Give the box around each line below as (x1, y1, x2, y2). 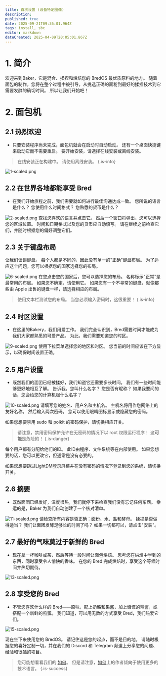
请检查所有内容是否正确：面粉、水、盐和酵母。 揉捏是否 (39, 516, 153, 522)
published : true (5, 16, 39, 21)
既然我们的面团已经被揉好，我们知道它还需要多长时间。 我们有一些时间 (12, 380, 157, 386)
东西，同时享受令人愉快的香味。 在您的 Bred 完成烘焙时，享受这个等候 (12, 558, 156, 564)
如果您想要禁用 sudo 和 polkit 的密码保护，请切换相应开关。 (5, 419, 127, 425)
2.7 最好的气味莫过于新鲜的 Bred (5, 538, 105, 546)
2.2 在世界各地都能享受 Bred (5, 184, 92, 193)
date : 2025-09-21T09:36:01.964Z (5, 21, 72, 26)
